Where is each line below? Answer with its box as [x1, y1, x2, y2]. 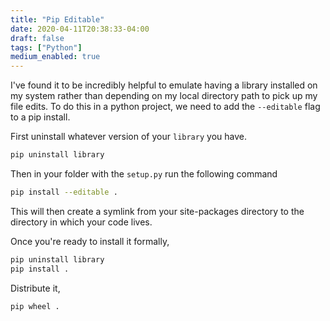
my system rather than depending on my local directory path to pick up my [10, 90, 318, 102]
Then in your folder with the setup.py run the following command [10, 168, 278, 180]
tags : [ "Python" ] [10, 42, 83, 53]
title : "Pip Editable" [10, 14, 105, 25]
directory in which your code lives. [10, 216, 153, 228]
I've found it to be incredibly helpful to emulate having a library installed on [10, 79, 318, 91]
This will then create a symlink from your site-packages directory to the [10, 205, 305, 217]
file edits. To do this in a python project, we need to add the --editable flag [10, 101, 321, 113]
